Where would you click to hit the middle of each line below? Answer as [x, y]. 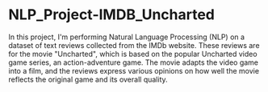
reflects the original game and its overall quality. [88, 79]
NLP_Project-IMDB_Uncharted [112, 15]
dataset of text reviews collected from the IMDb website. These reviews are [134, 45]
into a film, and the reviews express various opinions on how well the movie [134, 70]
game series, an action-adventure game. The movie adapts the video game [134, 62]
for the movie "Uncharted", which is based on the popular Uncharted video [133, 54]
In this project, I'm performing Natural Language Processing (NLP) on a [126, 37]
